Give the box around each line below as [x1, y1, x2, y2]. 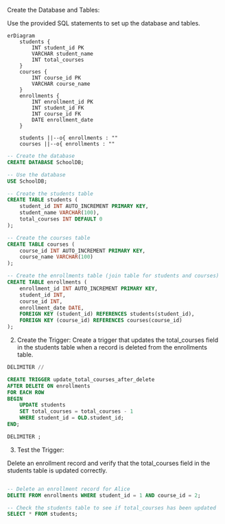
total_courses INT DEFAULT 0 [19, 216, 103, 223]
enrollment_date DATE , [19, 304, 84, 311]
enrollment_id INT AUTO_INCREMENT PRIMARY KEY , [19, 285, 158, 292]
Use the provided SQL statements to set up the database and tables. [7, 19, 200, 27]
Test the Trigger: [16, 446, 64, 454]
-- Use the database [7, 171, 67, 178]
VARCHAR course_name [32, 80, 91, 87]
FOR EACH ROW [7, 389, 45, 396]
